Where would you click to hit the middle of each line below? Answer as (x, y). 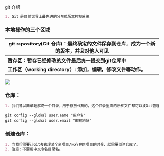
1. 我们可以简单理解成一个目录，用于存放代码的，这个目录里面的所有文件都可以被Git (79, 106)
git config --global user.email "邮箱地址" (48, 121)
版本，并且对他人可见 (84, 51)
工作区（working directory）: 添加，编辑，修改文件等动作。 (76, 70)
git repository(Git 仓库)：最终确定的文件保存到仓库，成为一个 (80, 44)
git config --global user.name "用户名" (46, 116)
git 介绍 (13, 7)
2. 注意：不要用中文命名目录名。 (34, 149)
